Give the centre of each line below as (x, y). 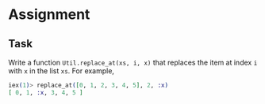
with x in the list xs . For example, (61, 71)
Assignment (49, 15)
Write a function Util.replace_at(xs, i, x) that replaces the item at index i (133, 62)
